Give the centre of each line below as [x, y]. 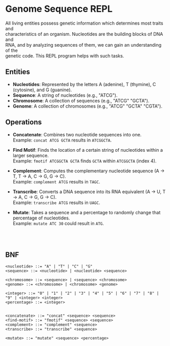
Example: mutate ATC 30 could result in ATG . [58, 223]
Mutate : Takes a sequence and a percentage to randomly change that [87, 212]
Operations [24, 122]
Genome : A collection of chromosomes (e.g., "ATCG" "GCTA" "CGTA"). [88, 106]
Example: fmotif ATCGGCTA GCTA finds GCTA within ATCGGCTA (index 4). [85, 161]
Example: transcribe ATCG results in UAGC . [56, 202]
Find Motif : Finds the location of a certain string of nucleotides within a [88, 150]
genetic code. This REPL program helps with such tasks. [65, 56]
